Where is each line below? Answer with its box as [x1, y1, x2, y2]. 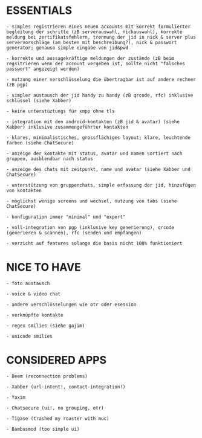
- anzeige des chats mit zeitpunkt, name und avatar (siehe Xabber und [6, 166, 191, 172]
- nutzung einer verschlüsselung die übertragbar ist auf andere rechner [6, 76, 197, 82]
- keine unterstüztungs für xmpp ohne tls [6, 108, 115, 114]
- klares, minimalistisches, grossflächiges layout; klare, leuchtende [6, 134, 191, 141]
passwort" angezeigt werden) [6, 66, 80, 72]
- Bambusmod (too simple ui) [6, 426, 80, 432]
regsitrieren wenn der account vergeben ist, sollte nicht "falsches [6, 60, 186, 66]
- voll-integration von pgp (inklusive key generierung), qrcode [6, 224, 174, 230]
